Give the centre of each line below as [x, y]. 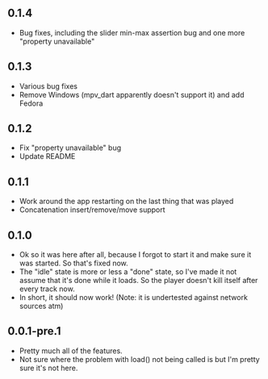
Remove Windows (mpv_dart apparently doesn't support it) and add [132, 94]
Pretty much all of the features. [71, 351]
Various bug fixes [48, 86]
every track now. [47, 289]
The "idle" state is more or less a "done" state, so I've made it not [128, 272]
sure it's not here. [48, 368]
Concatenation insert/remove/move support [92, 210]
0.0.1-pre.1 [34, 331]
